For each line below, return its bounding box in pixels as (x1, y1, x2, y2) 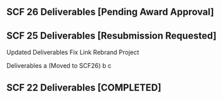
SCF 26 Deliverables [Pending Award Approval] (6, 6, 214, 18)
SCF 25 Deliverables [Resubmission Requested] (6, 30, 217, 42)
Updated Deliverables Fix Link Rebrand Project (6, 48, 140, 57)
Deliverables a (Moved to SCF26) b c (6, 62, 112, 70)
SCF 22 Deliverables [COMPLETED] (6, 82, 162, 93)
